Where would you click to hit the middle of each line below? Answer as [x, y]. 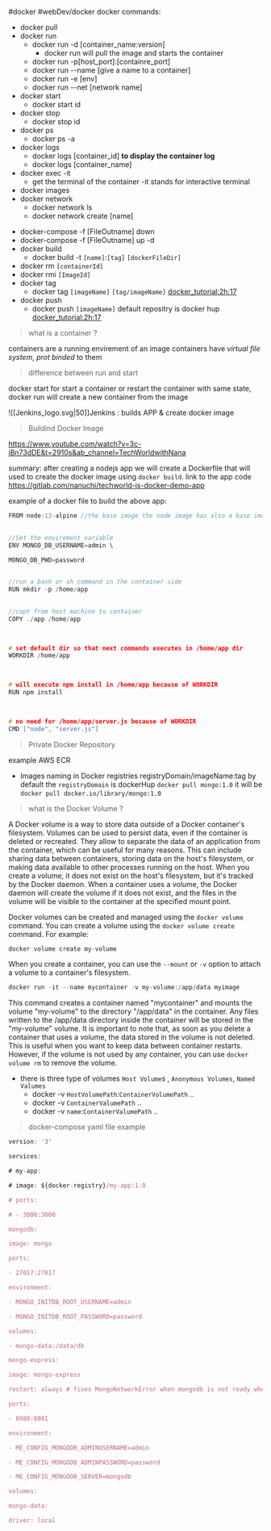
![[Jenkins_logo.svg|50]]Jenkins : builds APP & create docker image [121, 412]
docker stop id [56, 121]
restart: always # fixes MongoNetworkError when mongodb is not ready [129, 1390]
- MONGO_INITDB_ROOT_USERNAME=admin [70, 1302]
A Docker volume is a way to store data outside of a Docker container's [127, 824]
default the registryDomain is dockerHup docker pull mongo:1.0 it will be [141, 784]
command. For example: [48, 934]
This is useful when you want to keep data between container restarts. [125, 1046]
